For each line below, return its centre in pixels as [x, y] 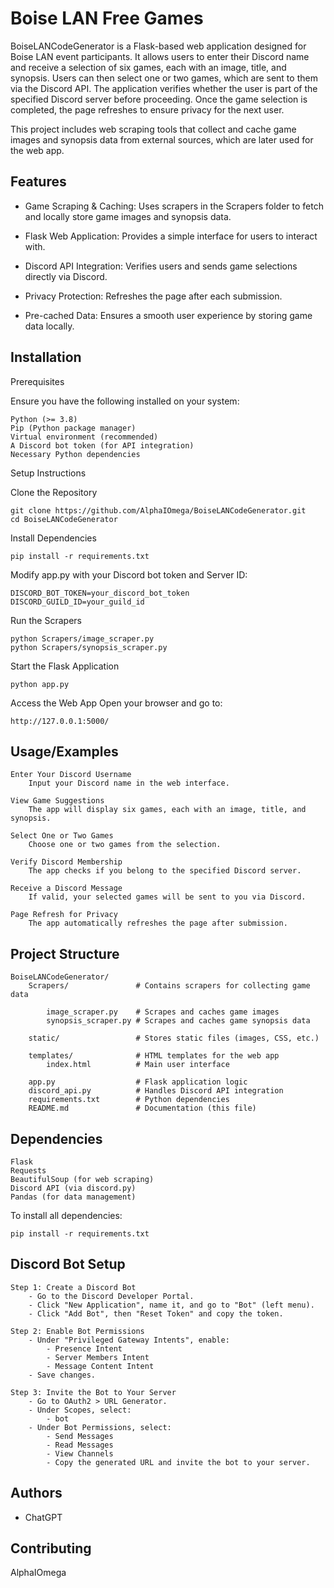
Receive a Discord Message [66, 888]
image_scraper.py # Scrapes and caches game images [163, 1012]
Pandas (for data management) [73, 1197]
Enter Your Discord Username [71, 775]
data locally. [49, 326]
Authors [36, 1493]
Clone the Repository [54, 492]
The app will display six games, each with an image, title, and [167, 810]
